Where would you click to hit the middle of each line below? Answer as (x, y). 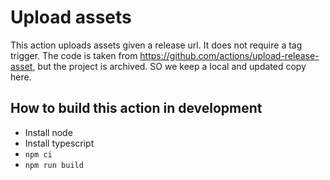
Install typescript (59, 143)
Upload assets (71, 17)
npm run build (54, 165)
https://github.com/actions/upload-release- (229, 55)
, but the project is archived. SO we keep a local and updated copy (169, 66)
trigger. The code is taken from (74, 55)
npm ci (38, 154)
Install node (48, 132)
